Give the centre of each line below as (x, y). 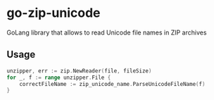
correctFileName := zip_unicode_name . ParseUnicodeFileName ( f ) (112, 84)
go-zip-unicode (53, 13)
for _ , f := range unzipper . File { (59, 77)
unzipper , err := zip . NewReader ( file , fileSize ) (79, 71)
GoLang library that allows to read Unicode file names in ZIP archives (107, 32)
